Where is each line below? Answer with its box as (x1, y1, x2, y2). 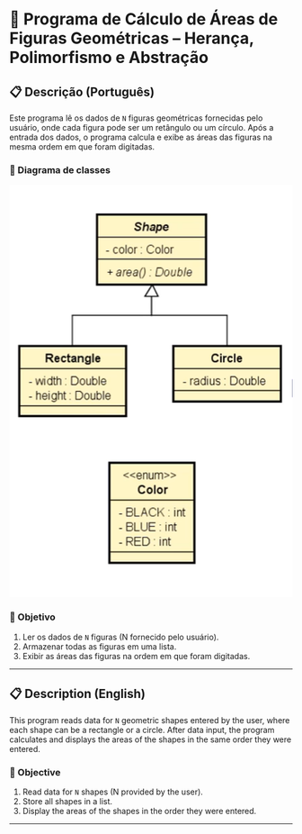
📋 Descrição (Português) (9, 84, 155, 99)
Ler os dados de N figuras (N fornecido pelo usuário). (22, 631, 219, 642)
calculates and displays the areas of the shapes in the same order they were (9, 734, 292, 745)
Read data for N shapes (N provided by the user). (22, 786, 204, 797)
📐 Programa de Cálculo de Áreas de (9, 9, 279, 30)
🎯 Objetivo (9, 611, 56, 623)
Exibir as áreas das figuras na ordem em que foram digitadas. (22, 650, 251, 661)
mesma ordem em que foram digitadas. (9, 141, 155, 152)
